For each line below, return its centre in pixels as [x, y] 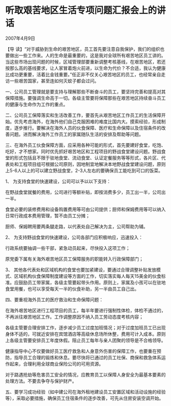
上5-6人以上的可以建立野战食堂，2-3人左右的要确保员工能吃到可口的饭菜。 [84, 170]
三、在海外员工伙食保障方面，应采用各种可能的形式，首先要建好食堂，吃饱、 [85, 145]
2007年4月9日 [20, 38]
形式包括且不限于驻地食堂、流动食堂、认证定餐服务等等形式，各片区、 [88, 158]
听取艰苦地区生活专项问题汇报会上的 [81, 10]
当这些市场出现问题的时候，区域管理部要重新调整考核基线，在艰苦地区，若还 [85, 62]
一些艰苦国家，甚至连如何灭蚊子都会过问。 [54, 81]
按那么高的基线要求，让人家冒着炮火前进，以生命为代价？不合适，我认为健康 [85, 68]
